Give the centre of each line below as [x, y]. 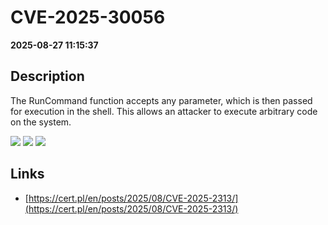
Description [47, 76]
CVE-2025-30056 [88, 17]
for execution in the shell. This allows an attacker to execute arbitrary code [164, 111]
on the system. [41, 122]
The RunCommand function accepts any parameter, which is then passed [161, 100]
